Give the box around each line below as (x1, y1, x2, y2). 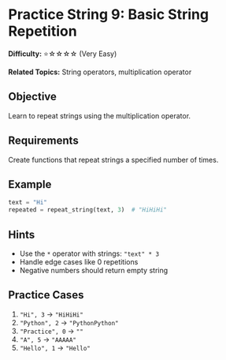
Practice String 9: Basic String (8, 6, 209, 24)
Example (8, 178, 52, 191)
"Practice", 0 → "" (19, 326, 84, 336)
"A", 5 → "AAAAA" (19, 334, 77, 344)
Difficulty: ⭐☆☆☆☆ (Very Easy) (8, 49, 117, 58)
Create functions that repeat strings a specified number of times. (8, 155, 219, 164)
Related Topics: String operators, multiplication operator (8, 67, 192, 77)
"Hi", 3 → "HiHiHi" (19, 309, 84, 319)
